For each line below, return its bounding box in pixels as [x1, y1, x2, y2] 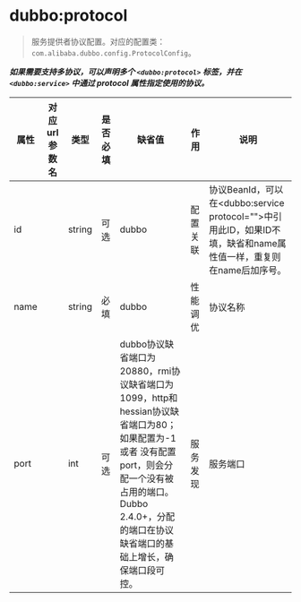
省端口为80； [119, 418, 176, 431]
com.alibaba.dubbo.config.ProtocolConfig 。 [30, 47, 196, 58]
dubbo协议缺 [119, 338, 175, 350]
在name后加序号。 [209, 263, 287, 276]
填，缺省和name [209, 236, 278, 249]
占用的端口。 [119, 486, 175, 498]
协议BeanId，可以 [209, 183, 284, 195]
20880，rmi [119, 365, 172, 377]
